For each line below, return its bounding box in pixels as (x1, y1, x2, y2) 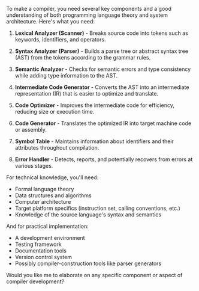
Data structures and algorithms (14, 192, 92, 199)
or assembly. (14, 126, 47, 133)
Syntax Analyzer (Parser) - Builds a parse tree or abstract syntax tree (14, 47, 189, 55)
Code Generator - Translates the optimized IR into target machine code (14, 120, 192, 127)
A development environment (14, 234, 85, 241)
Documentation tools (14, 247, 67, 254)
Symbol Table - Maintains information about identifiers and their (14, 138, 174, 145)
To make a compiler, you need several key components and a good (6, 5, 172, 12)
